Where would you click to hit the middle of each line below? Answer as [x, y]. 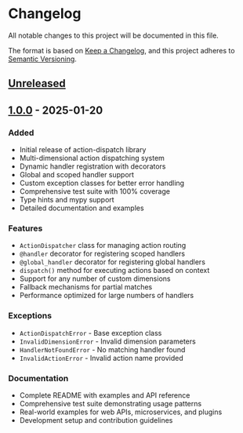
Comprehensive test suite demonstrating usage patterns [111, 403]
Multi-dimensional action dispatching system [92, 158]
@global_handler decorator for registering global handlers [112, 262]
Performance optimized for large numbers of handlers [107, 296]
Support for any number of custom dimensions [95, 278]
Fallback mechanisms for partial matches [86, 287]
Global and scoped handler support [77, 175]
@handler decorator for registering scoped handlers [102, 254]
